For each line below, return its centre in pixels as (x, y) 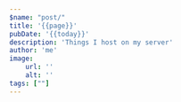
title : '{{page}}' (43, 26)
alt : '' (39, 75)
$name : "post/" (37, 17)
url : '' (39, 67)
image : (21, 59)
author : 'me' (33, 51)
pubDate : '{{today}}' (49, 34)
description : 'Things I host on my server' (91, 42)
